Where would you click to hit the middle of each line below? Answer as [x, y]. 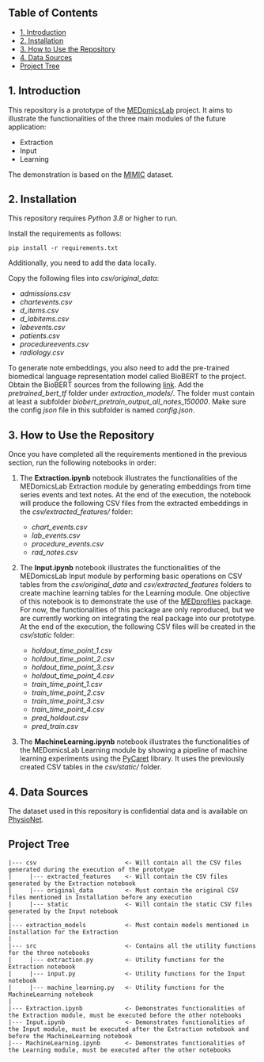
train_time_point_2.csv [68, 692]
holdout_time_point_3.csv [73, 667]
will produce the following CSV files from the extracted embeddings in [134, 504]
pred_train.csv [55, 727]
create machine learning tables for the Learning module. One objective [135, 593]
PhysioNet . [26, 819]
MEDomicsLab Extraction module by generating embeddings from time [135, 486]
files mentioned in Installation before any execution [100, 897]
